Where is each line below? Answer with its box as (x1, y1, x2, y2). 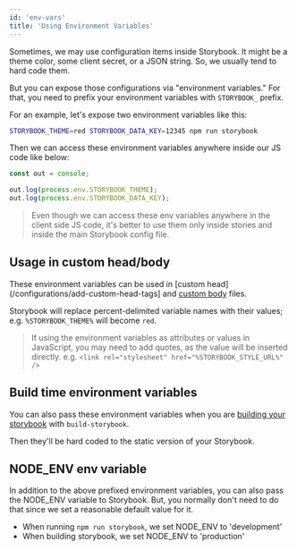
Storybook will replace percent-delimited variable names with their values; (9, 305, 284, 316)
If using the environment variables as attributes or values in (30, 332, 250, 343)
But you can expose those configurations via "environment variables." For (9, 82, 281, 93)
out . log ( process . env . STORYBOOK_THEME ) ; (9, 185, 158, 195)
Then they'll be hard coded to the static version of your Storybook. (9, 436, 255, 446)
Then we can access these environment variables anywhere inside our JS (9, 142, 282, 153)
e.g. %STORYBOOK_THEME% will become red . (9, 315, 157, 326)
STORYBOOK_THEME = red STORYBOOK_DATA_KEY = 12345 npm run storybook (9, 126, 258, 135)
